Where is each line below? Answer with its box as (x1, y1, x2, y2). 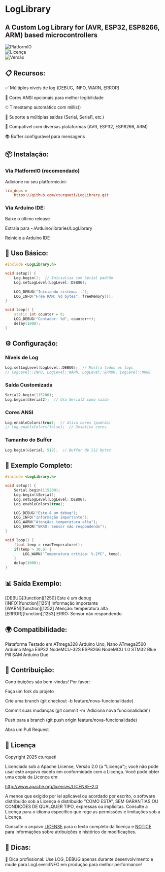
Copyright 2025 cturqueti (5, 754, 57, 760)
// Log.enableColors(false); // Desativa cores (5, 425, 107, 430)
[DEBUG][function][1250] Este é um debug (5, 595, 92, 601)
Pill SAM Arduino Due (5, 652, 49, 658)
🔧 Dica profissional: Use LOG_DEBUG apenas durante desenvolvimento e (5, 856, 154, 862)
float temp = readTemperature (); (14, 542, 83, 547)
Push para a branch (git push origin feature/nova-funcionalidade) (5, 717, 137, 723)
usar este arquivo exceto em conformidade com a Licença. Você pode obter (5, 769, 160, 775)
